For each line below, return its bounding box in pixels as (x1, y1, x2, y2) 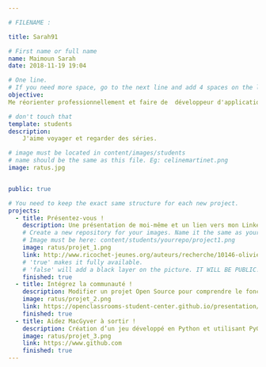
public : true (8, 185, 51, 193)
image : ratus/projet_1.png (22, 243, 112, 251)
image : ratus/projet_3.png (22, 332, 112, 340)
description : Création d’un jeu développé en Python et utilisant (22, 324, 246, 333)
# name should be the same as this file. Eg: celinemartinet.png (8, 156, 228, 165)
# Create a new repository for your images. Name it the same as (22, 229, 243, 237)
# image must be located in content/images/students (8, 149, 186, 157)
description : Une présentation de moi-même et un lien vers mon (22, 221, 239, 230)
